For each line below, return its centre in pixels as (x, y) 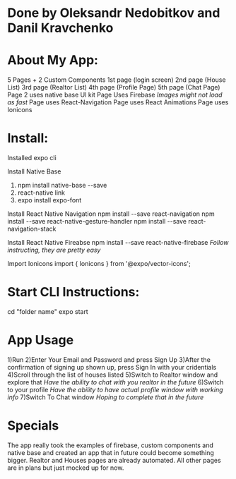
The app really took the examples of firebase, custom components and (110, 445)
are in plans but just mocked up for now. (66, 468)
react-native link (41, 193)
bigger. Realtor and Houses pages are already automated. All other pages (114, 460)
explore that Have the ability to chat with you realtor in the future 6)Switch (116, 382)
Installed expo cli (32, 158)
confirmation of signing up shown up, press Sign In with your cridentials (112, 367)
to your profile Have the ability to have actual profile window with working (116, 389)
